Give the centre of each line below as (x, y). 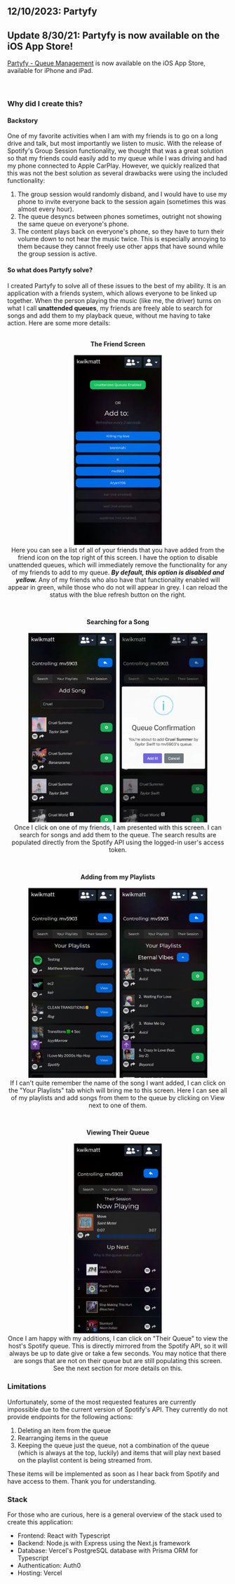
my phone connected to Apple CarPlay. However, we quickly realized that (113, 166)
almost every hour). (46, 209)
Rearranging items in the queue (63, 1437)
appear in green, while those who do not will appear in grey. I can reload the (118, 587)
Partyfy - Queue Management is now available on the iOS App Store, (106, 63)
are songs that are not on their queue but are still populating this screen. (118, 1361)
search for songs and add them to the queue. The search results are (118, 835)
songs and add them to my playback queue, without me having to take (109, 316)
